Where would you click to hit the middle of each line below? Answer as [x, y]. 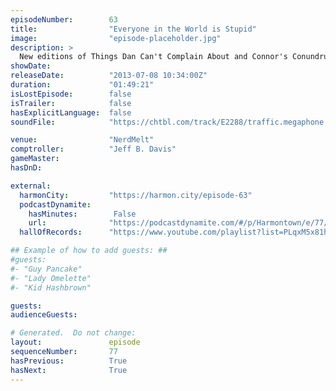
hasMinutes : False [82, 214]
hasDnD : [26, 168]
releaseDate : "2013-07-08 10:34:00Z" [109, 76]
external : [31, 186]
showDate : [31, 66]
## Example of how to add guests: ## [89, 251]
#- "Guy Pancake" [46, 269]
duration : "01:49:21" [82, 85]
